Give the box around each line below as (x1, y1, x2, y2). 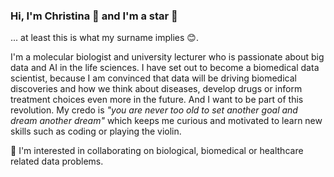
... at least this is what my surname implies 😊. (10, 32, 199, 44)
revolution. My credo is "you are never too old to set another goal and (10, 104, 298, 116)
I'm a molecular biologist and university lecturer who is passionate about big (10, 51, 325, 63)
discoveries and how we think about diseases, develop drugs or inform (10, 83, 303, 95)
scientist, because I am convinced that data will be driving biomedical (10, 72, 297, 84)
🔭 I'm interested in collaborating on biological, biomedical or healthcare (10, 145, 304, 157)
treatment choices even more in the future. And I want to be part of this (10, 94, 304, 106)
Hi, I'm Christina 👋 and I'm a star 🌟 (10, 9, 178, 23)
